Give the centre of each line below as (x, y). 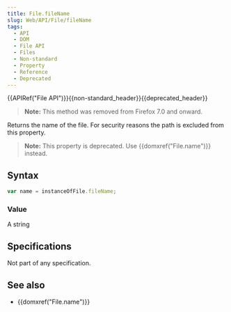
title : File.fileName (39, 14)
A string (18, 224)
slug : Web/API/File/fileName (49, 20)
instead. (36, 153)
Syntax (23, 175)
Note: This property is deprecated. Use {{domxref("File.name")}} (118, 146)
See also (26, 285)
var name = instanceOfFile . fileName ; (62, 192)
